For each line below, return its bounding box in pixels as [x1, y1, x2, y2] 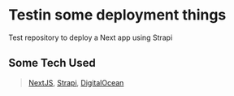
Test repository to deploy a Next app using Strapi [8, 33, 173, 42]
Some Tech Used [8, 56, 96, 70]
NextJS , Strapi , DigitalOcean [28, 77, 124, 87]
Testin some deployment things [8, 6, 227, 24]
